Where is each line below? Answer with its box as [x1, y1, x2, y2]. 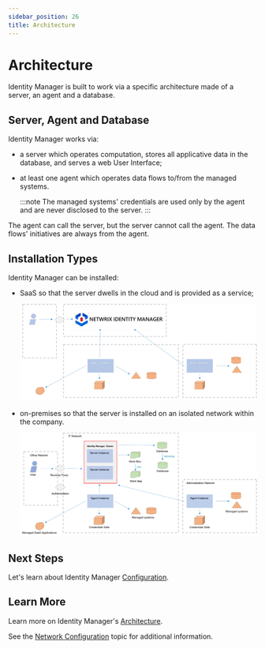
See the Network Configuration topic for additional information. [8, 632, 213, 641]
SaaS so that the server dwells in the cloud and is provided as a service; [19, 288, 254, 298]
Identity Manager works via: [8, 134, 99, 144]
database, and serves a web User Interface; [19, 158, 162, 167]
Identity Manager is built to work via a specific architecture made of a [8, 82, 234, 92]
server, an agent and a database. [8, 91, 116, 100]
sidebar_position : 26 [8, 13, 80, 21]
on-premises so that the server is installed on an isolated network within [19, 408, 255, 418]
